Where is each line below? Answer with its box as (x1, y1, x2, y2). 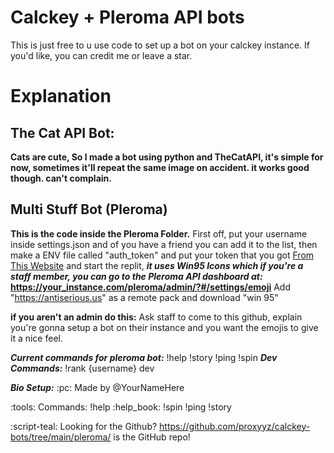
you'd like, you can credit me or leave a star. (10, 49, 193, 61)
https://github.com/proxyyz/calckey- (159, 420, 311, 432)
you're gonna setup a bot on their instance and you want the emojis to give (10, 321, 319, 333)
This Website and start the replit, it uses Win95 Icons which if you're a (10, 259, 304, 271)
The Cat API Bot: (10, 124, 115, 141)
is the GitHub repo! (113, 431, 191, 443)
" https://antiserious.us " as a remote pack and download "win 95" (10, 291, 279, 303)
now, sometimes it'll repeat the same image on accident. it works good (10, 161, 310, 173)
